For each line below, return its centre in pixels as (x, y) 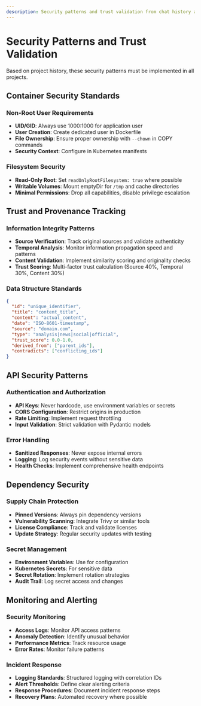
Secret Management (36, 549)
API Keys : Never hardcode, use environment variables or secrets (95, 405)
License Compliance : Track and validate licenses (76, 527)
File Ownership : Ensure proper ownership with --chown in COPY (94, 139)
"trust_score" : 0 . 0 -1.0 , (42, 340)
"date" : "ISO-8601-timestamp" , (51, 324)
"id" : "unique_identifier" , (47, 307)
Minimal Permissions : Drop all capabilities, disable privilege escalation (102, 193)
